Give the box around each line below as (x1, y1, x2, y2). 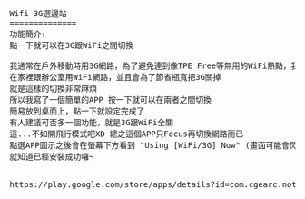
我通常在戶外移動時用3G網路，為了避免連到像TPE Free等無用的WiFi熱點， (9, 61, 292, 71)
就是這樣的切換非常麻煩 (9, 84, 97, 94)
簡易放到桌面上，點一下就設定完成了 (9, 106, 145, 116)
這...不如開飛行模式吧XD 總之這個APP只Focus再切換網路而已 (9, 129, 244, 139)
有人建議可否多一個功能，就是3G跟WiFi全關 (9, 117, 174, 127)
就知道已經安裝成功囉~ (9, 152, 94, 162)
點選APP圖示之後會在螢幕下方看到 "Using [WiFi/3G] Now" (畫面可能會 (9, 140, 290, 150)
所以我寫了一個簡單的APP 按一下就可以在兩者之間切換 (9, 95, 212, 104)
